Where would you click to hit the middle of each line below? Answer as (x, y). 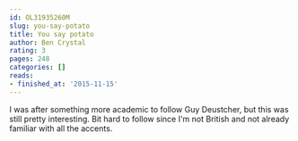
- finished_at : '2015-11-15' (64, 84)
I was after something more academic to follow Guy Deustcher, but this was (149, 109)
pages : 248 (30, 59)
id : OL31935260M (39, 17)
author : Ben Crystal (48, 42)
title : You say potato (52, 34)
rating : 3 (28, 51)
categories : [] (38, 68)
